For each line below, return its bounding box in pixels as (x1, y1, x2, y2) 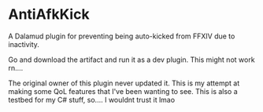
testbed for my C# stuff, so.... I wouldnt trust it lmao (8, 95, 176, 104)
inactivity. (8, 39, 39, 49)
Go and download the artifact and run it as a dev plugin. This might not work (8, 55, 255, 64)
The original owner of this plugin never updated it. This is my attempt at (8, 78, 240, 88)
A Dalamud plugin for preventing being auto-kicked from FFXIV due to (8, 31, 235, 41)
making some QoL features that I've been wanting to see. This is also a (8, 86, 238, 96)
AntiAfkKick (8, 5, 90, 23)
